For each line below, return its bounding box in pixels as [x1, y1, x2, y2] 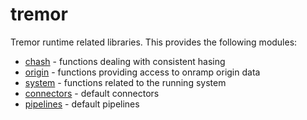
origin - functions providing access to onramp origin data [24, 66, 261, 78]
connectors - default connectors [24, 87, 160, 99]
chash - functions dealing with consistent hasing [24, 55, 226, 67]
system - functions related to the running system [24, 76, 227, 88]
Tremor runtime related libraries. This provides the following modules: [10, 36, 298, 48]
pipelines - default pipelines [24, 98, 140, 110]
